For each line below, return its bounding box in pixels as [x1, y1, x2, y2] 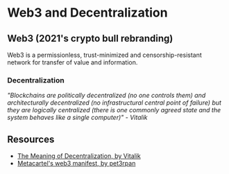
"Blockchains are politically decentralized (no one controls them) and [7, 92, 206, 100]
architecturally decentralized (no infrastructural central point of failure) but [7, 98, 222, 107]
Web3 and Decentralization [7, 5, 168, 21]
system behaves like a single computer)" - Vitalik [7, 113, 148, 122]
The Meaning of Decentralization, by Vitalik [17, 152, 141, 160]
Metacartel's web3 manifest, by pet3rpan [17, 159, 136, 168]
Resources [7, 133, 55, 145]
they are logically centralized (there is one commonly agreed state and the [7, 106, 221, 114]
